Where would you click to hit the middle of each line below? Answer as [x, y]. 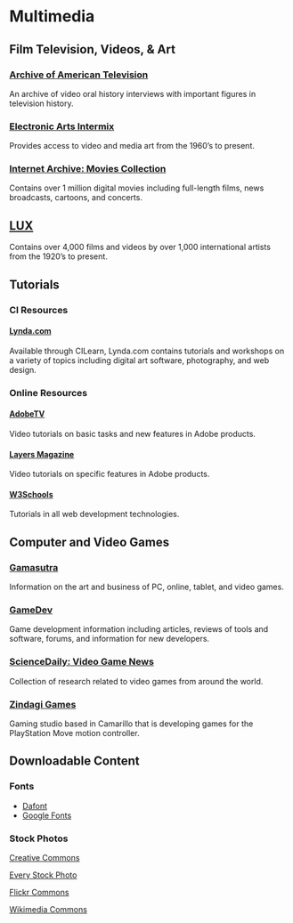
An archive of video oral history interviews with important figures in [133, 93]
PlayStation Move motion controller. [74, 733]
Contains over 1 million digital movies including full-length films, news [137, 188]
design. [23, 369]
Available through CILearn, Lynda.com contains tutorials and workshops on [147, 351]
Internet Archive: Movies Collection [88, 169]
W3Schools [31, 494]
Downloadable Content [74, 761]
